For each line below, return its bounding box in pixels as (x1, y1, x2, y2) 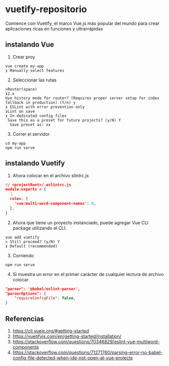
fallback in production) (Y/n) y (5, 100, 76, 105)
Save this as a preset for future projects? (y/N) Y (7, 117, 121, 123)
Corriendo (12, 252, 34, 259)
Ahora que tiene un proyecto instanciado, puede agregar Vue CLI (12, 219, 149, 226)
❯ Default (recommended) (5, 243, 58, 249)
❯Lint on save (5, 109, 35, 114)
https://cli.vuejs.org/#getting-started (12, 328, 90, 334)
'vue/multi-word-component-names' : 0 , (14, 201, 96, 206)
